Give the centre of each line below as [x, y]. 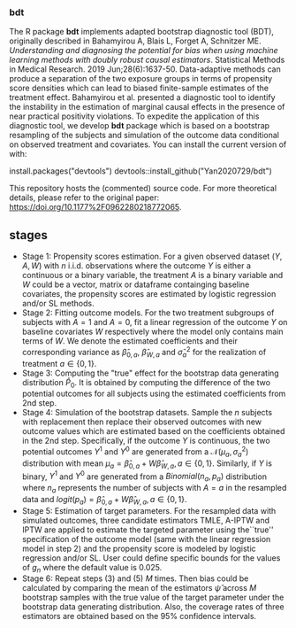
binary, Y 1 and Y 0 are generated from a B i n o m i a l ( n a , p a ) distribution [144, 477]
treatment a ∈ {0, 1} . [59, 363]
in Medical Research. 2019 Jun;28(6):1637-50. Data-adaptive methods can [145, 69]
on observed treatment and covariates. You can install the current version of [148, 144]
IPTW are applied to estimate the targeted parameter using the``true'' [148, 530]
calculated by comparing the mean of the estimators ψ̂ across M [139, 588]
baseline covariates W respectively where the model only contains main [153, 332]
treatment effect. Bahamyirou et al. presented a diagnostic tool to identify [142, 97]
